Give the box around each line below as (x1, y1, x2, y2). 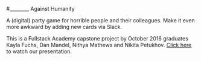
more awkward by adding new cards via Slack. (6, 24, 123, 30)
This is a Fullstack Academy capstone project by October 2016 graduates (6, 35, 189, 42)
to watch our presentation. (6, 48, 72, 55)
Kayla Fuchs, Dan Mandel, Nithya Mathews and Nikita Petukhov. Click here (6, 42, 192, 48)
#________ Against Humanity (6, 5, 75, 12)
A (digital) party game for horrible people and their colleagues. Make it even (6, 17, 195, 24)
